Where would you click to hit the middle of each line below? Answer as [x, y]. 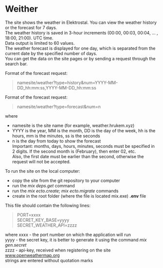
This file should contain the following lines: [48, 205]
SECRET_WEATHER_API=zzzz [47, 225]
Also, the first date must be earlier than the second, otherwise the [78, 156]
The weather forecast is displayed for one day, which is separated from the [80, 48]
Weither [21, 9]
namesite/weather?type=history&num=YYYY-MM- [67, 82]
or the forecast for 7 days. [31, 27]
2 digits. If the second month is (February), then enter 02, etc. [74, 151]
